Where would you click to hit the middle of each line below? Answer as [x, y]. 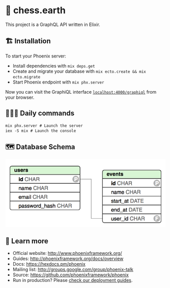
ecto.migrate [26, 77]
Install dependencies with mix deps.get [54, 66]
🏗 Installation [28, 41]
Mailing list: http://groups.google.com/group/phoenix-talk [73, 270]
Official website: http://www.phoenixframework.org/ [67, 253]
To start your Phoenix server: [36, 56]
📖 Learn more [27, 241]
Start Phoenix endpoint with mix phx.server [58, 82]
